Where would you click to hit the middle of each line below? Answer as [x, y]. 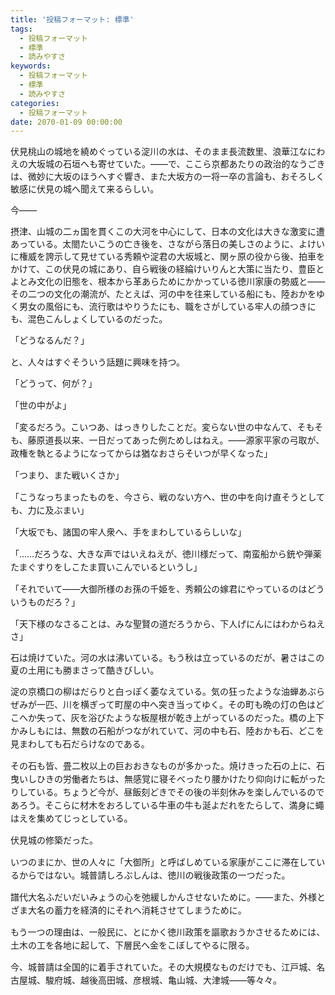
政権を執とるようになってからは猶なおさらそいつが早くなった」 [141, 453]
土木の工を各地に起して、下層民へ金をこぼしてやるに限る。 [132, 945]
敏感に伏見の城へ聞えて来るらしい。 [85, 189]
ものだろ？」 [54, 602]
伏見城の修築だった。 [54, 840]
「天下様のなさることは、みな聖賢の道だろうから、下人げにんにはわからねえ [168, 624]
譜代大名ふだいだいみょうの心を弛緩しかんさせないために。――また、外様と [168, 897]
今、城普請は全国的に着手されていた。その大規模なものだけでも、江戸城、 [163, 967]
